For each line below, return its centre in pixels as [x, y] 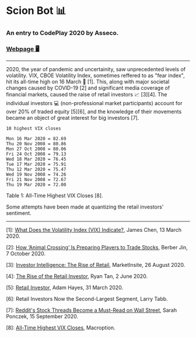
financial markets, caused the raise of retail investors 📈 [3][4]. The [87, 95]
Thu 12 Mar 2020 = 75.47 [36, 169]
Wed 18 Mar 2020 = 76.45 [36, 159]
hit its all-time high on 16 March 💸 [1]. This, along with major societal [88, 82]
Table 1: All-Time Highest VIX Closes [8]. [55, 196]
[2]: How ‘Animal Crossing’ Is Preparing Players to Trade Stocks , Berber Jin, [97, 248]
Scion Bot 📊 [36, 11]
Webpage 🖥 [23, 49]
